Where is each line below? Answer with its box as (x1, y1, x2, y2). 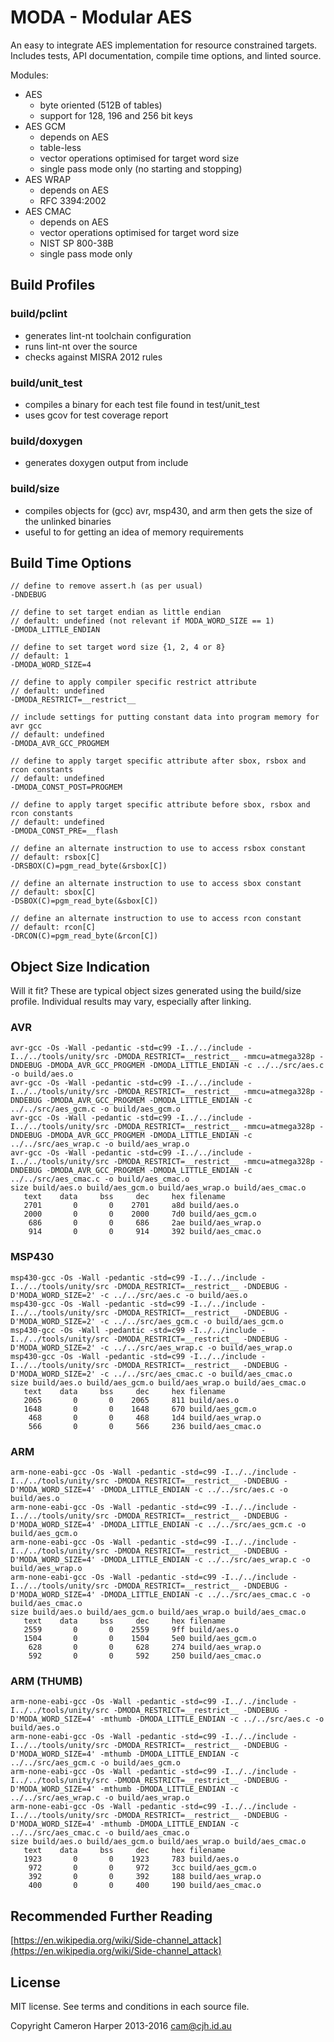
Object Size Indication (10, 958, 151, 975)
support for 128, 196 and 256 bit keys (39, 109, 193, 121)
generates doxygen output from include (24, 457, 189, 469)
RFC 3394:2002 (39, 194, 107, 206)
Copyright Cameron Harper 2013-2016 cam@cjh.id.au (10, 2019, 232, 2031)
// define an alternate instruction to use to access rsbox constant (10, 844, 307, 854)
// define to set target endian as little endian (10, 607, 222, 618)
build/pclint (10, 307, 68, 321)
